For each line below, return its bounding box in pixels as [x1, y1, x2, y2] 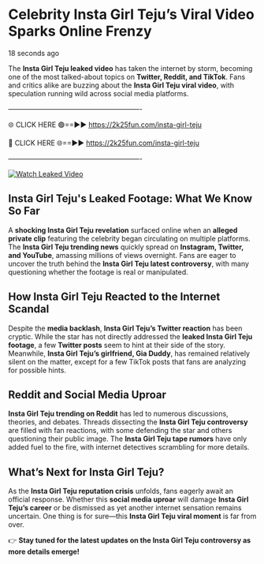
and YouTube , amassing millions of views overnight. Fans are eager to [8, 250, 236, 260]
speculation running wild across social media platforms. [8, 88, 189, 98]
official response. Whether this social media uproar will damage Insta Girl [8, 495, 249, 504]
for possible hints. [8, 365, 67, 375]
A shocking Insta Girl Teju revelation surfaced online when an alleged [8, 225, 238, 234]
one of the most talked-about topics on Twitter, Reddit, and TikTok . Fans [8, 72, 246, 81]
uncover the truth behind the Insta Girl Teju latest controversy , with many [8, 259, 250, 268]
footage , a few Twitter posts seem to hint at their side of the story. [8, 340, 226, 349]
